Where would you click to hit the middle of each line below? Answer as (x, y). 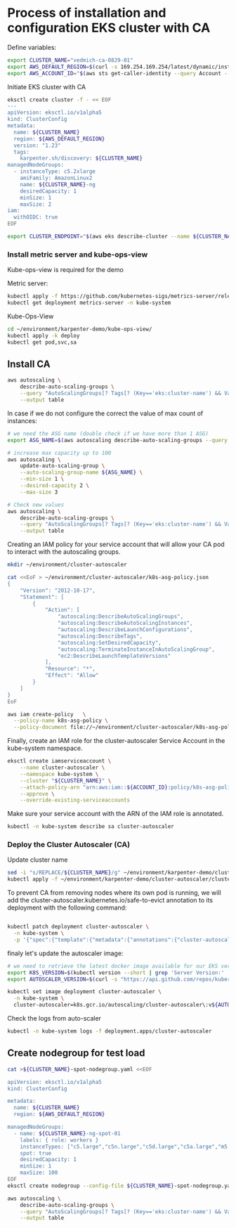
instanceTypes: (42, 1146)
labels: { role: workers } (59, 1140)
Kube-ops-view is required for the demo (66, 270)
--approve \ (37, 794)
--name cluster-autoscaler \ (63, 768)
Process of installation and (87, 13)
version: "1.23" (37, 146)
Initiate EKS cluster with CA (47, 86)
